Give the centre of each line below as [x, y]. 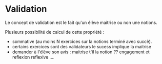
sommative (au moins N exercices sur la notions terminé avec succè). [82, 41]
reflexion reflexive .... [33, 57]
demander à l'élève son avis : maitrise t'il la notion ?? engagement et [81, 52]
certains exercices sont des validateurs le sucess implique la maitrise [81, 46]
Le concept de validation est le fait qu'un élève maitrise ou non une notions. [81, 22]
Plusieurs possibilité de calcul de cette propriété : [55, 32]
